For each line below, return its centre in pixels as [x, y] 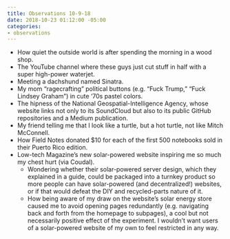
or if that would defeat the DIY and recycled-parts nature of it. [115, 191]
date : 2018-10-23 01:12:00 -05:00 [57, 20]
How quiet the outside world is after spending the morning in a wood [114, 52]
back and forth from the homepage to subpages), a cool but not [118, 214]
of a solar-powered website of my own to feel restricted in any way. [123, 228]
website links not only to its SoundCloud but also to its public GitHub [114, 111]
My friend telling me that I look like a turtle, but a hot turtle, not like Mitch [120, 125]
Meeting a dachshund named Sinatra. [70, 82]
